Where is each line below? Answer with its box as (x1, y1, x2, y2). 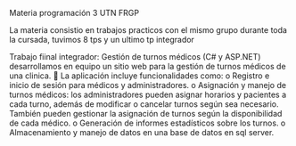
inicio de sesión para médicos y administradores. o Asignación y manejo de (9, 80, 287, 90)
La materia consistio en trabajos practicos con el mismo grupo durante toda (9, 25, 288, 35)
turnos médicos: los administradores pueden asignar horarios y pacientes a (9, 89, 287, 100)
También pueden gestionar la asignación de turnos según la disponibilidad (9, 109, 283, 118)
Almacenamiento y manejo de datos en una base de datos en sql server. (9, 127, 275, 137)
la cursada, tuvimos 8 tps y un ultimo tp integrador (9, 35, 194, 45)
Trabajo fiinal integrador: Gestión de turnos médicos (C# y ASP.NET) (9, 52, 261, 61)
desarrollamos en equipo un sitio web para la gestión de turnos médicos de (9, 61, 287, 71)
